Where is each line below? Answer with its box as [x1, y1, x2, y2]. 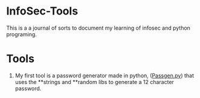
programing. [6, 30, 37, 38]
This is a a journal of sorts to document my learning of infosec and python [6, 24, 190, 31]
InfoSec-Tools [6, 4, 79, 18]
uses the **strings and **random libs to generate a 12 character [15, 78, 174, 85]
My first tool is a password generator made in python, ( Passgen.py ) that [15, 71, 195, 79]
